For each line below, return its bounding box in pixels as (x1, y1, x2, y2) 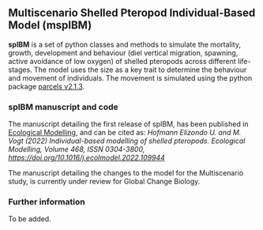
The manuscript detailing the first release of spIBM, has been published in (8, 119, 249, 129)
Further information (8, 197, 85, 208)
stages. (8, 65, 33, 74)
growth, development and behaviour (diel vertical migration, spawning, (8, 47, 239, 58)
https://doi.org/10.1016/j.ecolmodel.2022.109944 (8, 153, 166, 163)
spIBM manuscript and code (8, 101, 118, 112)
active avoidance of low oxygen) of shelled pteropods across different (8, 56, 237, 66)
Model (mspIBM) (8, 19, 92, 32)
